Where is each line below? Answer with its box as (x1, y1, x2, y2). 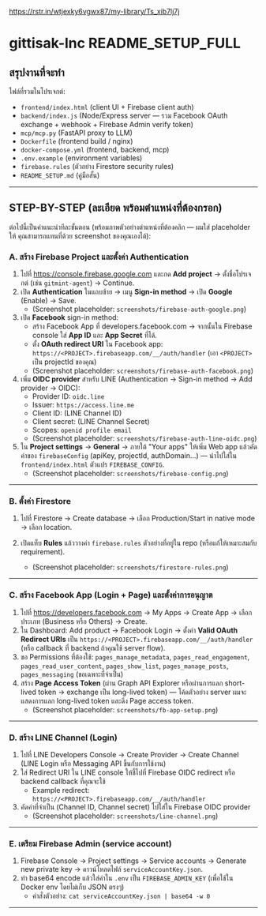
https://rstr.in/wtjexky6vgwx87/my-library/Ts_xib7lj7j (9, 7, 180, 16)
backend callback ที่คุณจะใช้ (20, 777, 106, 786)
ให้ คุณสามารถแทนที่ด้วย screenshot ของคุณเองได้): (9, 231, 152, 240)
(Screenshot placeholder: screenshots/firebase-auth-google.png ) (32, 304, 247, 314)
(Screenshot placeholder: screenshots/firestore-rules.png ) (32, 562, 229, 572)
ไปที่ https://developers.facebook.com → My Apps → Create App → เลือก (20, 607, 253, 617)
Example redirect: (32, 786, 90, 794)
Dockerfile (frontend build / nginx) (20, 137, 133, 145)
